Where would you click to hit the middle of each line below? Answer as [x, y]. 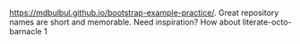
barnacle [26, 31]
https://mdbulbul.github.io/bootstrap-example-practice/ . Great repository [144, 13]
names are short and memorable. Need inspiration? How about [125, 22]
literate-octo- [267, 22]
